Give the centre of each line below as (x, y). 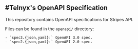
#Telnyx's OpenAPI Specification (57, 8)
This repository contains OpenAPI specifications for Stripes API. (69, 19)
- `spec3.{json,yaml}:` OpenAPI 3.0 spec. (49, 37)
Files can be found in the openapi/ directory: (49, 29)
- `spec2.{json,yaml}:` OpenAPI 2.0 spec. (49, 42)
